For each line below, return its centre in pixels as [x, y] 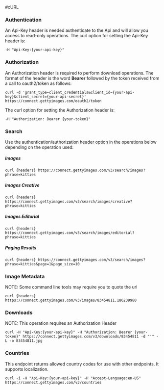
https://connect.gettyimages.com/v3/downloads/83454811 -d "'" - [91, 337]
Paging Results [21, 248]
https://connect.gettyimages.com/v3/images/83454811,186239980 [71, 300]
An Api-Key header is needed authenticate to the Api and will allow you [77, 30]
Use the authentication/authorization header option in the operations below [81, 142]
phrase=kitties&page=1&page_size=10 [42, 264]
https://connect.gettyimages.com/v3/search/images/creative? [69, 201]
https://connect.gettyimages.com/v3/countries [53, 382]
